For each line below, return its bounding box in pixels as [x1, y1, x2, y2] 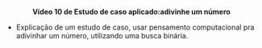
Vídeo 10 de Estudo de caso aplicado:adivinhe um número [31, 7, 231, 16]
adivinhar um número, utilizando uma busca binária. [15, 31, 189, 40]
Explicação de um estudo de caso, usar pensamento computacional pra [15, 22, 255, 32]
